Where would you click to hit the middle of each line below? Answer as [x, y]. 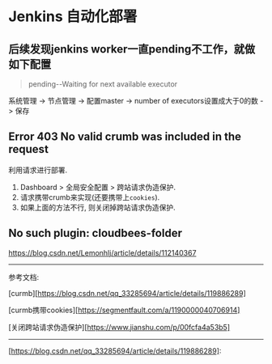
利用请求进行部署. [38, 170]
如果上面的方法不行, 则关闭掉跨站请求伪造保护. [98, 207]
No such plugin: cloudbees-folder [95, 233]
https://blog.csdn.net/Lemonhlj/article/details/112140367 [102, 252]
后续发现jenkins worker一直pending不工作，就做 [132, 49]
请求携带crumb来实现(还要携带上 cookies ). [90, 197]
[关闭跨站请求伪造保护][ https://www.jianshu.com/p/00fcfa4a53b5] [119, 327]
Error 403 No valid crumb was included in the [125, 137]
